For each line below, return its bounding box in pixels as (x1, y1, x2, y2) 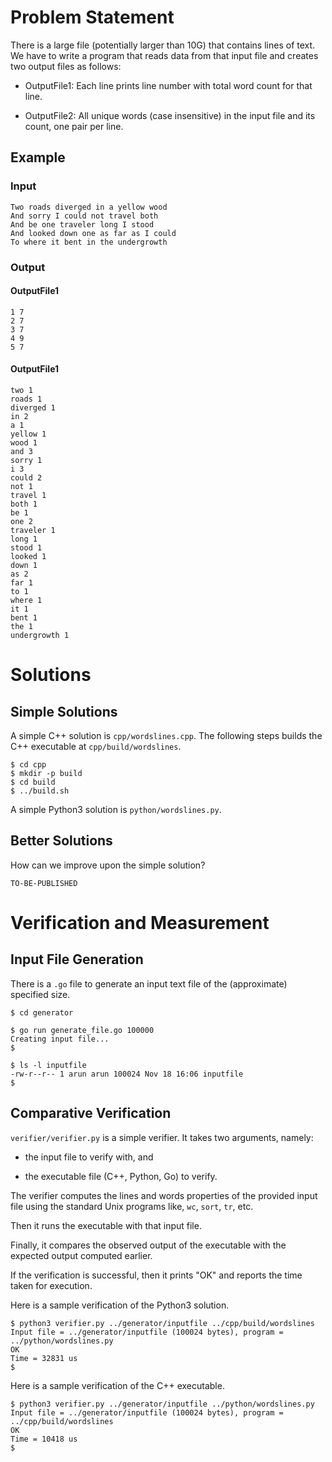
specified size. (10, 988, 71, 1000)
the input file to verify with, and (24, 1151, 154, 1163)
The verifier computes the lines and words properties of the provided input (10, 1189, 318, 1201)
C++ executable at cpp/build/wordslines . (10, 740, 182, 752)
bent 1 (10, 612, 38, 623)
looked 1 (10, 551, 47, 561)
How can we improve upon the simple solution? (10, 859, 206, 871)
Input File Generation (10, 951, 144, 968)
